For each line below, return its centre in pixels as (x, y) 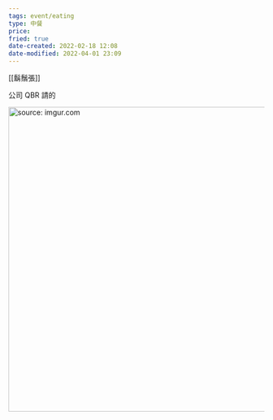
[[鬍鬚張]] (24, 78)
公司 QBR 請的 (32, 95)
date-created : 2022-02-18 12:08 (63, 46)
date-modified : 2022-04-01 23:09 (65, 54)
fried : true (28, 39)
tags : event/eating (41, 16)
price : (19, 31)
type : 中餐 (26, 24)
